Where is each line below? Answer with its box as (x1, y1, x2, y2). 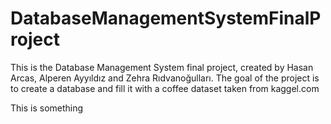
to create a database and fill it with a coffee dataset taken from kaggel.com (10, 82, 320, 94)
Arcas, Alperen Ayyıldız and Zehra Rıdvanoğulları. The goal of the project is (10, 72, 320, 84)
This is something (10, 102, 84, 114)
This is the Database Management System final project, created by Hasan (10, 61, 314, 73)
